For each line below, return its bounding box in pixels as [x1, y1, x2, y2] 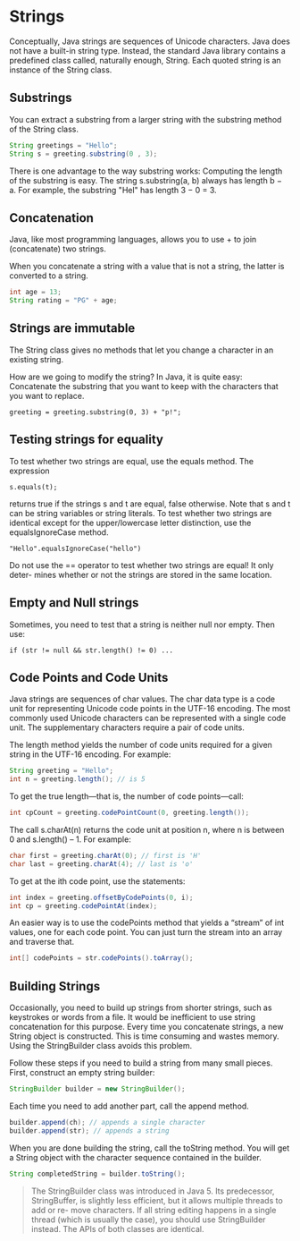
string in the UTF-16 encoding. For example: [9, 749, 171, 760]
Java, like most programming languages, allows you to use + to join [9, 234, 257, 245]
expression [9, 465, 51, 476]
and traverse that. [9, 937, 74, 948]
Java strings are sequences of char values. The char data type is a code [9, 693, 275, 704]
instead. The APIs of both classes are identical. [30, 1223, 204, 1234]
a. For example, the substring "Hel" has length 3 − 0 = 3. [9, 184, 217, 195]
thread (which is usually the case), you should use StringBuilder [30, 1214, 266, 1225]
